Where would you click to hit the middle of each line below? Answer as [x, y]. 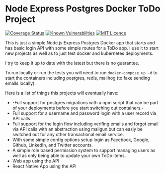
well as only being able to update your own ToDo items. [69, 156]
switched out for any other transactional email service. [68, 134]
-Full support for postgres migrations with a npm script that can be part [85, 102]
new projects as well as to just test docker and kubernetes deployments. [79, 53]
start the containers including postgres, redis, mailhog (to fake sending [78, 78]
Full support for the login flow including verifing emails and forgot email [85, 124]
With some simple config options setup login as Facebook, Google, [81, 140]
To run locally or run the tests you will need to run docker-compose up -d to [81, 72]
